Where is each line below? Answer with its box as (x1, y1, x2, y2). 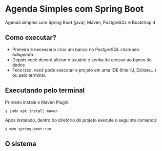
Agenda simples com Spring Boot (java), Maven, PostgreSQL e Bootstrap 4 (5, 19, 156, 25)
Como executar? (5, 34, 57, 42)
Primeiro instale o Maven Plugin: (5, 99, 70, 105)
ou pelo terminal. (12, 72, 46, 78)
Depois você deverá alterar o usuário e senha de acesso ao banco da (12, 57, 152, 63)
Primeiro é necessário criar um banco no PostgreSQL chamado (12, 46, 139, 52)
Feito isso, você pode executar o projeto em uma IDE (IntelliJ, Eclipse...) (12, 67, 156, 73)
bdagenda (12, 51, 33, 57)
